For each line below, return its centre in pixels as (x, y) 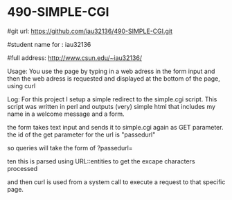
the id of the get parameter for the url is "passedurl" (81, 134)
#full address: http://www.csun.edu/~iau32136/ (75, 58)
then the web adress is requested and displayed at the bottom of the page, (114, 78)
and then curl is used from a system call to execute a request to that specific (116, 182)
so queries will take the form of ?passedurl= (70, 148)
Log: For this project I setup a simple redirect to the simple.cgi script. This (112, 99)
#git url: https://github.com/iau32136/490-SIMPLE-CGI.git (90, 31)
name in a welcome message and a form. (66, 114)
